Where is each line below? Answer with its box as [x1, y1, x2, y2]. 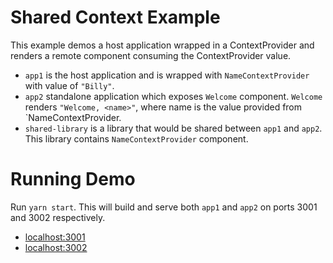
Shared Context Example [10, 6, 221, 29]
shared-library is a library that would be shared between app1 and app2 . [24, 122, 323, 134]
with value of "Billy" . [24, 79, 115, 91]
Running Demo [10, 168, 136, 191]
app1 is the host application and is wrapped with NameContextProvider [24, 69, 310, 81]
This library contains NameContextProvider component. [24, 132, 249, 145]
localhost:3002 [24, 241, 88, 253]
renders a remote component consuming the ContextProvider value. [10, 49, 292, 61]
